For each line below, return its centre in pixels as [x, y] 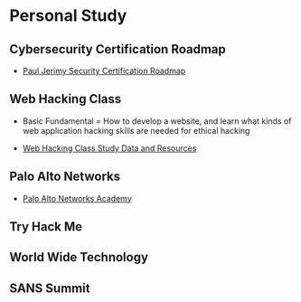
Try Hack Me [46, 227]
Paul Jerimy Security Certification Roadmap [104, 71]
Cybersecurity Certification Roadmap [118, 49]
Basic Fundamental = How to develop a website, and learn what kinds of [157, 121]
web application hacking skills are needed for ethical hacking [136, 130]
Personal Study [68, 16]
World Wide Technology [79, 257]
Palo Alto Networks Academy [77, 198]
